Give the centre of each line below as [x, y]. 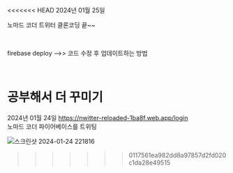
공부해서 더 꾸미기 [55, 98]
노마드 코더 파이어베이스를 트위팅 [52, 126]
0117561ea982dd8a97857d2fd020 [178, 155]
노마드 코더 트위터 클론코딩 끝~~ [51, 25]
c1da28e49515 [150, 163]
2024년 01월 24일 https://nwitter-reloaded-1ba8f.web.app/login [98, 117]
